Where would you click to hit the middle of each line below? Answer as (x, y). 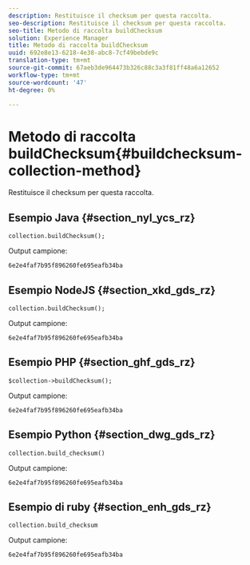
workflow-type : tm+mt (44, 75)
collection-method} (75, 171)
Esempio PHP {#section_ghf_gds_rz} (102, 362)
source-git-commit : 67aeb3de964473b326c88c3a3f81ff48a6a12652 (114, 68)
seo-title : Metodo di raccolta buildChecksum (85, 30)
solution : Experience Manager (59, 38)
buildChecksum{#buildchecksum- (125, 153)
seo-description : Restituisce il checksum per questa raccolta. (117, 23)
